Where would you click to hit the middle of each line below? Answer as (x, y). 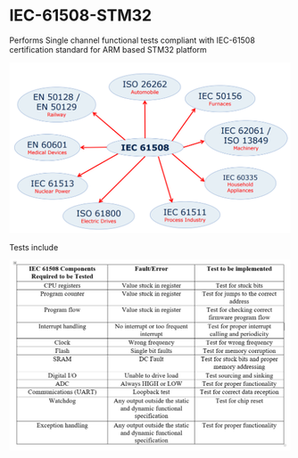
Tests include (34, 247)
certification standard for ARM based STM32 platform (108, 49)
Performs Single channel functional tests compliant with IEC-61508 (132, 40)
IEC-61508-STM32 (81, 16)
